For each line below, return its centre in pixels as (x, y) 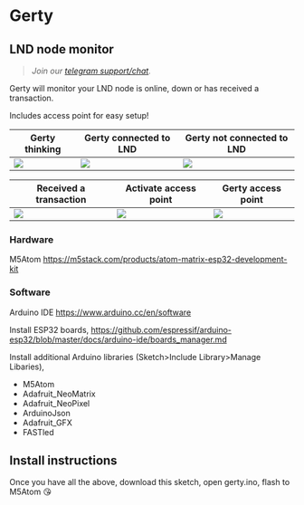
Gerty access (252, 188)
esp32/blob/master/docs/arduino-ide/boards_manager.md (119, 339)
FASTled (38, 432)
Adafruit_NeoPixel (56, 403)
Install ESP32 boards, (49, 329)
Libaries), (27, 367)
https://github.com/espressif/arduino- (161, 329)
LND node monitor (62, 49)
